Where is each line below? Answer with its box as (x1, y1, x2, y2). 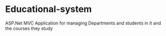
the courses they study (5, 25, 53, 31)
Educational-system (5, 3, 92, 15)
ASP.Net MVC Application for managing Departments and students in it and (5, 20, 161, 26)
